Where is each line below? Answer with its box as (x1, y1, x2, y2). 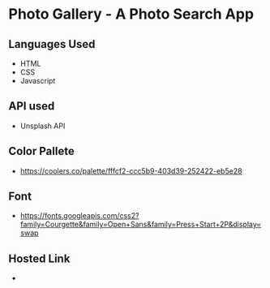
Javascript (19, 76, 56, 85)
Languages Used (8, 37, 96, 51)
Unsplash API (19, 121, 66, 131)
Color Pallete (8, 144, 75, 158)
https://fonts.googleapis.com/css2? (19, 211, 139, 221)
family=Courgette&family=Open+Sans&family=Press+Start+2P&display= (19, 220, 262, 230)
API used (8, 99, 55, 114)
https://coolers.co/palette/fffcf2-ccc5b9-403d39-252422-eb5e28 (19, 165, 242, 175)
